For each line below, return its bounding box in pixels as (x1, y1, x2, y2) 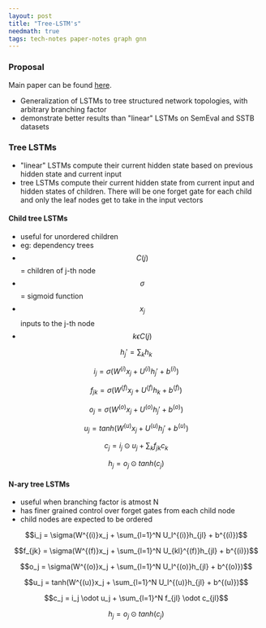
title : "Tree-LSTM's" (8, 20, 82, 28)
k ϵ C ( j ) (132, 331, 152, 341)
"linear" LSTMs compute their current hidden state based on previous (19, 160, 254, 170)
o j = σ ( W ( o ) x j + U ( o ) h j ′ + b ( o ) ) (88, 403, 184, 416)
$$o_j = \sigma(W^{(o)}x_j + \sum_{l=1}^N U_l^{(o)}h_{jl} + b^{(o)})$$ (19, 562, 253, 572)
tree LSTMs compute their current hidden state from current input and (19, 177, 255, 187)
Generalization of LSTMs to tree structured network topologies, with (19, 95, 248, 106)
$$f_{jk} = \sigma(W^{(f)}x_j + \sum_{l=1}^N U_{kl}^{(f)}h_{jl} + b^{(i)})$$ (14, 546, 259, 556)
